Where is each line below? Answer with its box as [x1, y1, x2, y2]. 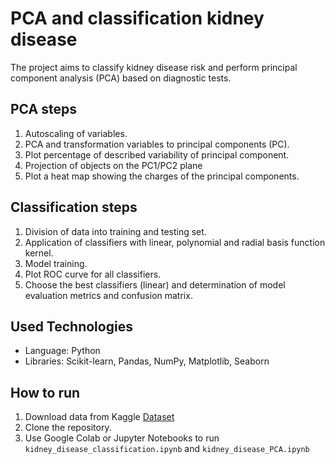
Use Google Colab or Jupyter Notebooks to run [24, 432, 220, 444]
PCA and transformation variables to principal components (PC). [24, 138, 290, 150]
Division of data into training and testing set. [24, 225, 207, 237]
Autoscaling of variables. [24, 127, 128, 139]
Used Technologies [10, 318, 133, 335]
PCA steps [10, 101, 77, 118]
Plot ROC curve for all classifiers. [24, 268, 162, 280]
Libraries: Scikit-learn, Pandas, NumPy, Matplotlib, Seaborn [24, 355, 270, 367]
